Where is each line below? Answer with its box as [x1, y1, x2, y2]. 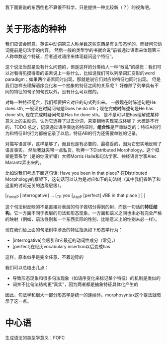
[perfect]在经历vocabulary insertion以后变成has [12, 243, 110, 249]
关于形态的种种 [5, 24, 67, 35]
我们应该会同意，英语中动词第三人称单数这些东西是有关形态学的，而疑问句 [5, 41, 158, 47]
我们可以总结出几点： [5, 265, 49, 271]
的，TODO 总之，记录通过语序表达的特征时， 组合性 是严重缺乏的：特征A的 [5, 124, 157, 130]
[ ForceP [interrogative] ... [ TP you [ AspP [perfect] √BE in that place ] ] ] [5, 192, 146, 200]
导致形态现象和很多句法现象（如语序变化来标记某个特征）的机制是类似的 [12, 275, 161, 281]
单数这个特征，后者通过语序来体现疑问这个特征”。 [13, 53, 116, 59]
